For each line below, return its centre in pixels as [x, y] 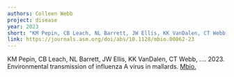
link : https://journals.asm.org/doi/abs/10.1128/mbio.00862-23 [101, 40]
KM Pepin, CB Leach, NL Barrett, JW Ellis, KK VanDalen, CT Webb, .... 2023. [116, 59]
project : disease [32, 20]
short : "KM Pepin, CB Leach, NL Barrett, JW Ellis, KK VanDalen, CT [109, 33]
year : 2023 [23, 26]
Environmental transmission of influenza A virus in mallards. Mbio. [102, 67]
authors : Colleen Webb [40, 14]
